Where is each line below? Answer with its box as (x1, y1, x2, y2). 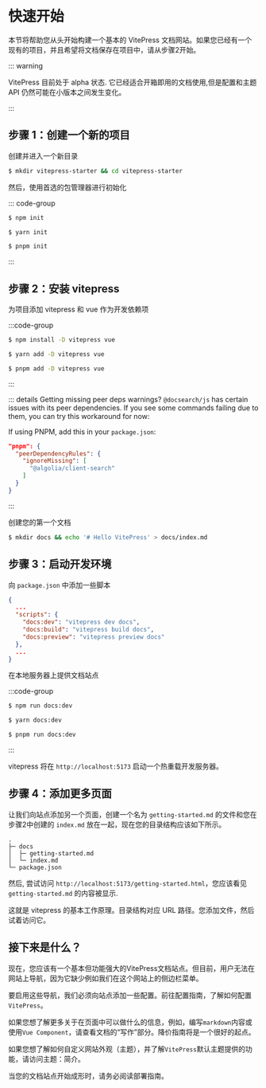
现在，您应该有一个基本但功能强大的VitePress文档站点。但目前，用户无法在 (8, 963, 256, 973)
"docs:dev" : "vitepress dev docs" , (22, 618, 141, 626)
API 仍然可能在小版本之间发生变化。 (8, 87, 126, 96)
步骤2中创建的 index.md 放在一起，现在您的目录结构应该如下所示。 (8, 820, 226, 829)
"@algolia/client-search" (29, 464, 115, 472)
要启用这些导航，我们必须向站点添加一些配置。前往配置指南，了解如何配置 (8, 990, 252, 1000)
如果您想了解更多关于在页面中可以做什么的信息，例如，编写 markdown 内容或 (8, 1017, 253, 1027)
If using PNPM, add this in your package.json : (8, 427, 156, 436)
